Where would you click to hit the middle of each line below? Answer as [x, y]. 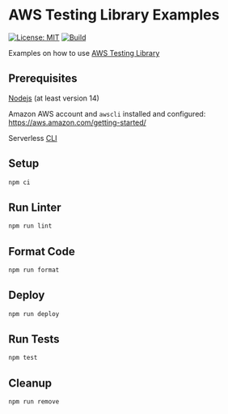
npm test [23, 358]
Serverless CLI [33, 138]
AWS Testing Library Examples [114, 15]
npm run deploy [34, 314]
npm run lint [30, 226]
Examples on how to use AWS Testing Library [84, 53]
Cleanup [30, 383]
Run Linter [35, 207]
